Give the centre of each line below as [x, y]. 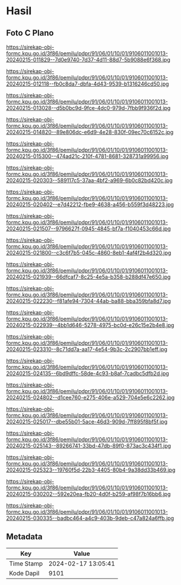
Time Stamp [26, 564]
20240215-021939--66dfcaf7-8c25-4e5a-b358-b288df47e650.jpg [88, 277]
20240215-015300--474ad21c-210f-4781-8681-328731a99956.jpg [88, 156]
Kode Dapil [24, 573]
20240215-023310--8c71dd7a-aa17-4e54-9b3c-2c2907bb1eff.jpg [87, 349]
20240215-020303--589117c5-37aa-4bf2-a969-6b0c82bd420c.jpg [90, 180]
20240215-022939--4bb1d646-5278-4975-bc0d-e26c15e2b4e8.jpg [90, 325]
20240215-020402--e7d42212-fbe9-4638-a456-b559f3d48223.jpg [90, 204]
